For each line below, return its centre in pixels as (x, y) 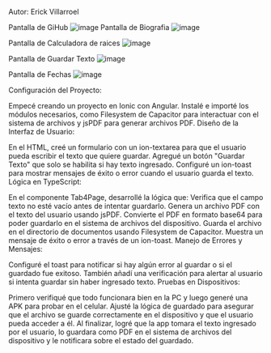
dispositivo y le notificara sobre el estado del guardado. (101, 340)
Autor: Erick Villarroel (44, 12)
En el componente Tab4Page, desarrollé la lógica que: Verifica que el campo (136, 197)
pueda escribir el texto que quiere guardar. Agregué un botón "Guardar (127, 156)
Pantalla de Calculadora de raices (64, 43)
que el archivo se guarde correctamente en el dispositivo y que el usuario (131, 315)
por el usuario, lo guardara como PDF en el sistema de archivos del (120, 332)
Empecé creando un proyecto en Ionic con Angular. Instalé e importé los (129, 106)
